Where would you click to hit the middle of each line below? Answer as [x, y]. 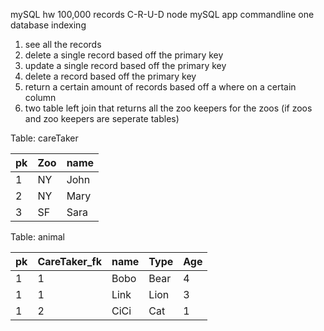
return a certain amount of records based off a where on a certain [160, 87]
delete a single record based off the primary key [124, 55]
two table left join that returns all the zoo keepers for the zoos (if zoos [168, 108]
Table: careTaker [44, 138]
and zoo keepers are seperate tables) [102, 118]
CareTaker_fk [69, 261]
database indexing [48, 25]
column [40, 97]
